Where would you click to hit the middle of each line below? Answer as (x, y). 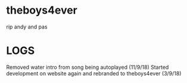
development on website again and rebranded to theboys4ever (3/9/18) (94, 73)
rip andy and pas (27, 27)
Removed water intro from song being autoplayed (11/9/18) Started (88, 67)
